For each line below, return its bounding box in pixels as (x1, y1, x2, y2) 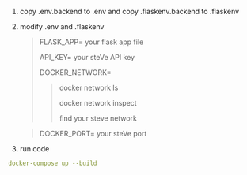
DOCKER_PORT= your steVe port (39, 129, 147, 138)
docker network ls (59, 83, 119, 92)
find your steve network (59, 114, 137, 123)
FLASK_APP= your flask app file (39, 37, 144, 47)
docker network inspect (59, 99, 137, 107)
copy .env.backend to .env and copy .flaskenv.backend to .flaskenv (19, 7, 240, 16)
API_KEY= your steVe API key (39, 53, 135, 61)
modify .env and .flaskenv (19, 22, 104, 31)
